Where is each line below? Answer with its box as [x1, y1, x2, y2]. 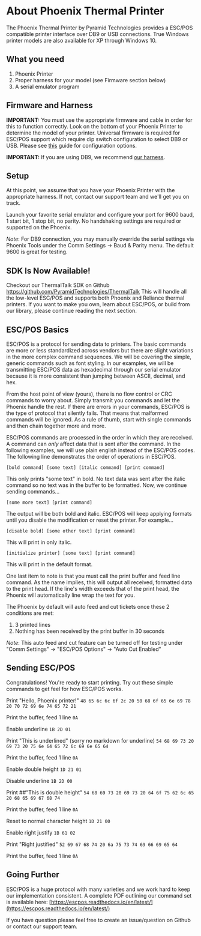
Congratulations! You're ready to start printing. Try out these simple [6, 678, 173, 686]
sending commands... [6, 488, 60, 495]
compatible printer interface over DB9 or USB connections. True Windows [6, 30, 189, 37]
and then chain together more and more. [6, 422, 106, 429]
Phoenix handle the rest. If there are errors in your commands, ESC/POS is [6, 403, 190, 410]
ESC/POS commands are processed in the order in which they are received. [6, 434, 194, 441]
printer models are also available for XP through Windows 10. [6, 37, 157, 44]
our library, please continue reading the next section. [6, 307, 137, 315]
